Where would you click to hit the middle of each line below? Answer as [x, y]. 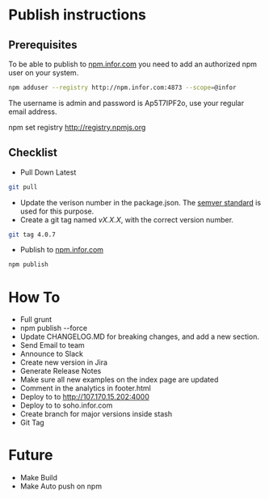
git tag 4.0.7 [32, 235]
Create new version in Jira [63, 362]
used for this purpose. [57, 211]
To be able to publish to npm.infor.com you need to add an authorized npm [132, 64]
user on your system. [44, 73]
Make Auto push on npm [61, 486]
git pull [23, 187]
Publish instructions [78, 15]
